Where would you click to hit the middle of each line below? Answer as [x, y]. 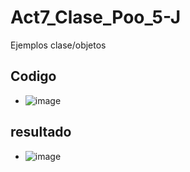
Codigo [33, 76]
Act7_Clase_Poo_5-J [96, 17]
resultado [41, 132]
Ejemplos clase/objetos [58, 45]
